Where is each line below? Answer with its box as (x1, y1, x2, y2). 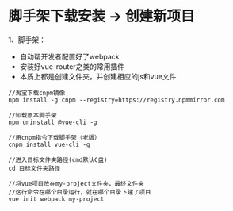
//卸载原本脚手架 (8, 111, 57, 119)
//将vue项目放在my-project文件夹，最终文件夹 (8, 179, 144, 187)
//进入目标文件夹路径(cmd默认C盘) (8, 155, 108, 163)
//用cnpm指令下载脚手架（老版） (8, 133, 101, 141)
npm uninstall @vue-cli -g (8, 118, 97, 126)
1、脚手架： (8, 35, 46, 44)
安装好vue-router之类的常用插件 (19, 61, 125, 71)
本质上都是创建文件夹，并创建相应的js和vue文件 (19, 71, 177, 81)
